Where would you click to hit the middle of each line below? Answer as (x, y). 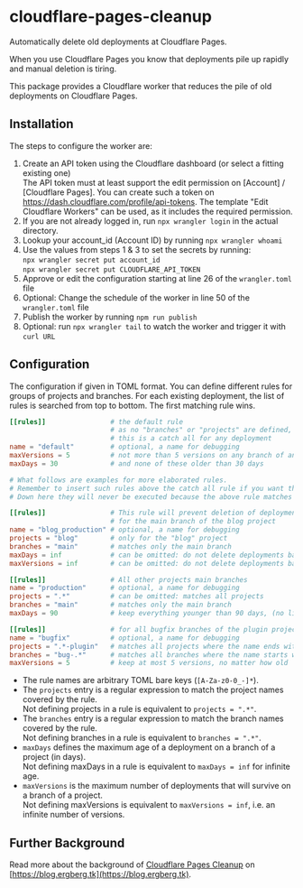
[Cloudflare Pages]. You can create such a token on (118, 192)
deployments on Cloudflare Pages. (73, 96)
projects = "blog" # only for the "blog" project (119, 539)
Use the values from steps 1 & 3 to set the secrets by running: (137, 249)
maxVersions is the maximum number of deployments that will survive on (156, 786)
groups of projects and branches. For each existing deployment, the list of (147, 395)
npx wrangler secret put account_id (91, 260)
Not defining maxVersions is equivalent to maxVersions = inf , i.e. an (149, 805)
